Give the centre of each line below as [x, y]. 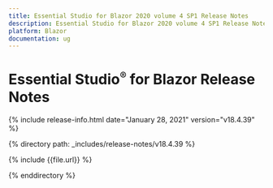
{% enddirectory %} [42, 175]
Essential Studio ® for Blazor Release [132, 79]
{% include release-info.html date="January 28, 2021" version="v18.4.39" [132, 119]
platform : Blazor [38, 31]
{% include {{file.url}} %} [50, 160]
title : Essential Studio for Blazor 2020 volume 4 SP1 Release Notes [129, 16]
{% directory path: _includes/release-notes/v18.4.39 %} [102, 143]
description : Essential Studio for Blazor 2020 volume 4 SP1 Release [129, 23]
